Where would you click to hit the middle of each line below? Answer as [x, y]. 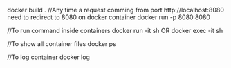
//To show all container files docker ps [62, 44]
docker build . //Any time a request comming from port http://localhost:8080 [116, 10]
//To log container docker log [48, 57]
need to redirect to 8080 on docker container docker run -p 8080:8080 [109, 17]
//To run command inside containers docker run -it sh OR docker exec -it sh [115, 31]
